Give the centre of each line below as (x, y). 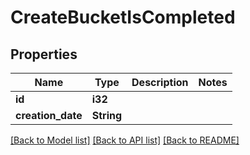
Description (160, 82)
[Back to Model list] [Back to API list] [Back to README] (125, 140)
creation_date (49, 115)
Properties (44, 54)
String (107, 115)
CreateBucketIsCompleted (123, 17)
